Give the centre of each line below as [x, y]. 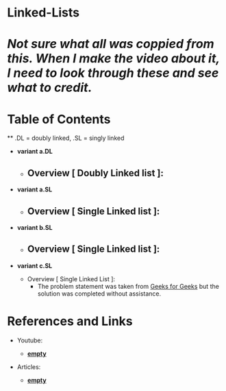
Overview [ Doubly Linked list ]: [96, 173]
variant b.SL [35, 227]
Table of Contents [59, 119]
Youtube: [30, 340]
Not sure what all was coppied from [111, 44]
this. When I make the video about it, [114, 59]
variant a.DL [35, 152]
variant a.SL [35, 189]
